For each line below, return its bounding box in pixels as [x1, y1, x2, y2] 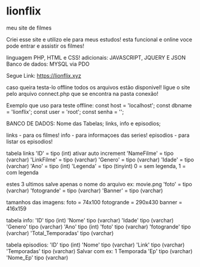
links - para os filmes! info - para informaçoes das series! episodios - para [6, 131, 190, 139]
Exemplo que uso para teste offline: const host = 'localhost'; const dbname [6, 101, 192, 109]
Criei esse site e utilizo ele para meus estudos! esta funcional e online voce [6, 36, 192, 43]
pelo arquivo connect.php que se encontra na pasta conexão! [6, 90, 159, 97]
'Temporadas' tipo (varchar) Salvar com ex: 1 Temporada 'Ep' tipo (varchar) [6, 247, 193, 254]
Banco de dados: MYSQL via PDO [6, 60, 90, 68]
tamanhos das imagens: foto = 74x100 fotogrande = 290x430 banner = [6, 198, 183, 206]
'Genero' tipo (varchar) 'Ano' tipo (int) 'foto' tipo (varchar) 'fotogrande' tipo [6, 223, 191, 230]
